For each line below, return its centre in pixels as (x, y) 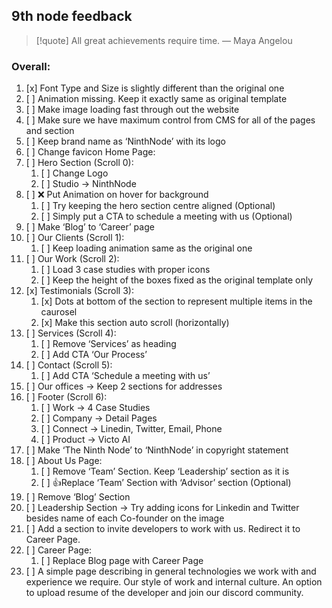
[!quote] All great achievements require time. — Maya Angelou (164, 40)
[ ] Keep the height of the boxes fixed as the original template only (177, 280)
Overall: (31, 66)
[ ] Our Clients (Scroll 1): (75, 238)
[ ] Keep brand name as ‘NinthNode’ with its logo (125, 141)
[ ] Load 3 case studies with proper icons (125, 270)
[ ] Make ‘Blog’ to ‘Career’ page (90, 227)
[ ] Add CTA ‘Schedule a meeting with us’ (125, 376)
